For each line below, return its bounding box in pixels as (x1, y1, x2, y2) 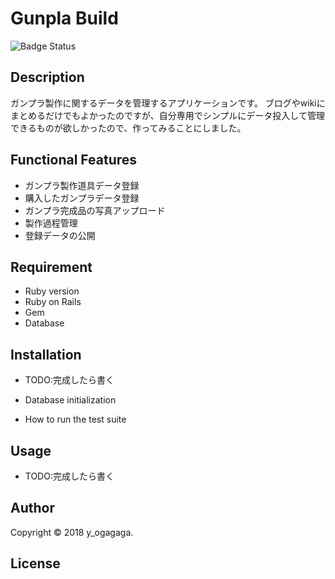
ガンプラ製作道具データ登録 (24, 179, 140, 191)
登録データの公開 (24, 229, 96, 241)
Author (10, 500, 55, 517)
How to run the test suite (24, 413, 127, 426)
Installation (10, 346, 82, 363)
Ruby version (24, 285, 80, 297)
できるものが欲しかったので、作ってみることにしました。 (10, 122, 247, 134)
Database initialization (24, 394, 117, 406)
